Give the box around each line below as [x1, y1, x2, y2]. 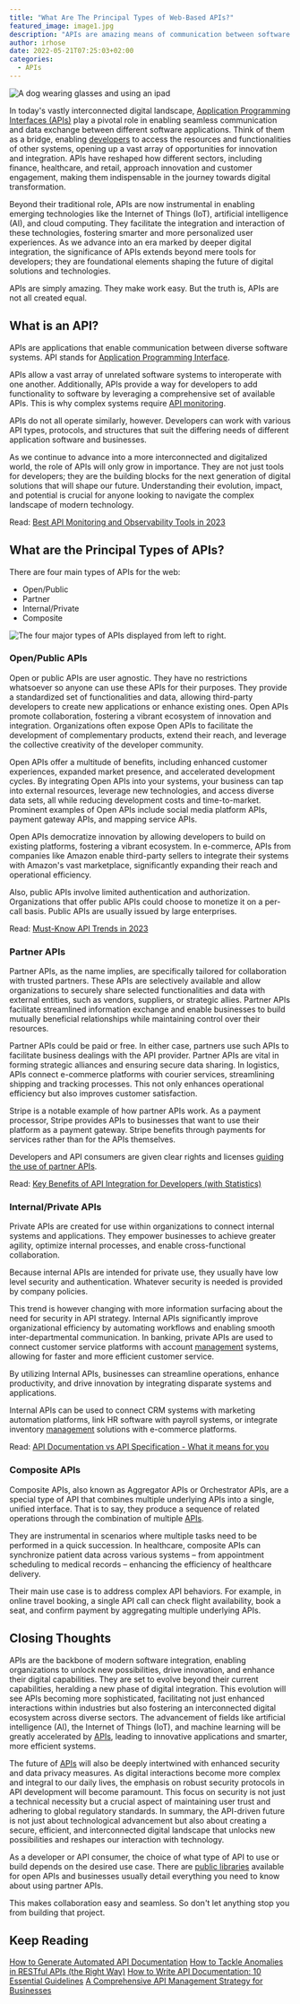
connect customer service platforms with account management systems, [9, 1342, 279, 1353]
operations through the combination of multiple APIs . [9, 1512, 204, 1523]
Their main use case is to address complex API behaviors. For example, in [9, 1585, 282, 1597]
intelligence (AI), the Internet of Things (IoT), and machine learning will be [9, 1721, 281, 1732]
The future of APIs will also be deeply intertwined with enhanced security [9, 1757, 280, 1768]
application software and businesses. [9, 434, 148, 445]
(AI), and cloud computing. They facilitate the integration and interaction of [9, 217, 285, 229]
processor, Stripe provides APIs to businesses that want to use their [9, 1115, 260, 1126]
